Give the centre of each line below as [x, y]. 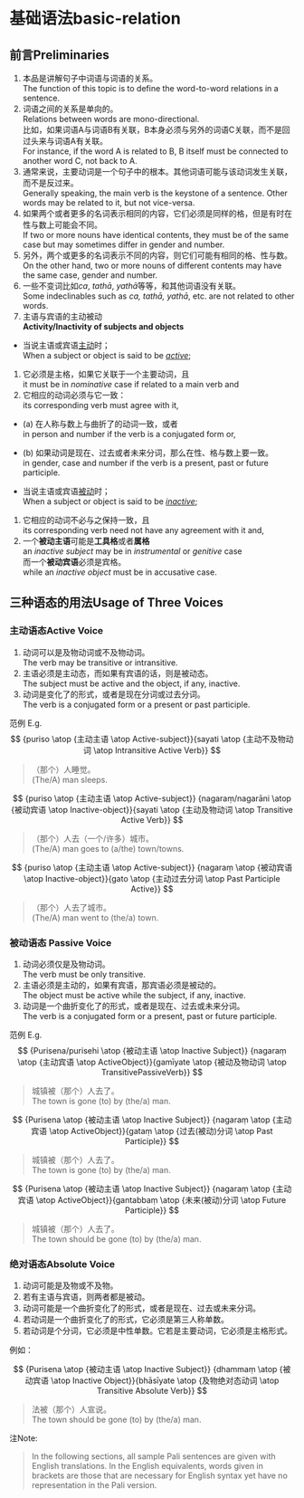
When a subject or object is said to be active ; [107, 355]
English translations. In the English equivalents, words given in [147, 1466]
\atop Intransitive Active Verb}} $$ [157, 750]
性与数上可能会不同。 [62, 224]
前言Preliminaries [60, 55]
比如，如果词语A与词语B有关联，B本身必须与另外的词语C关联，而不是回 [157, 129]
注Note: [24, 1438]
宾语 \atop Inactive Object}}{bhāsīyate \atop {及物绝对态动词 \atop [156, 1380]
